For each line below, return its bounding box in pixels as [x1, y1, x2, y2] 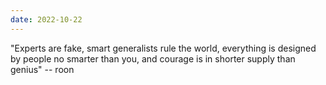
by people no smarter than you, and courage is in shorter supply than [10, 52, 296, 65]
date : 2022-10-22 [10, 14, 83, 25]
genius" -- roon [10, 63, 75, 75]
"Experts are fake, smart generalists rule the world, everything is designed [10, 42, 317, 54]
